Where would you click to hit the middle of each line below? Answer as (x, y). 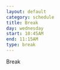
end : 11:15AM (22, 39)
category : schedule (30, 17)
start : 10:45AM (25, 34)
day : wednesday (25, 28)
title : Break (22, 23)
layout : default (26, 12)
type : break (21, 45)
